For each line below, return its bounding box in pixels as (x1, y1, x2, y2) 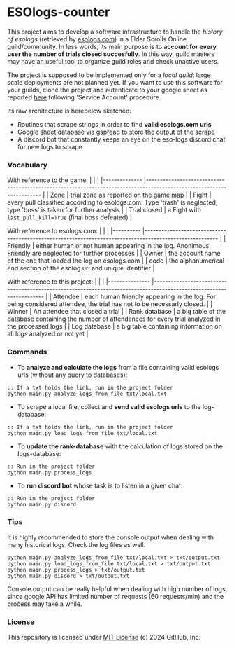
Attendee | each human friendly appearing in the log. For (52, 292, 217, 301)
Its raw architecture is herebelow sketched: (7, 106, 131, 115)
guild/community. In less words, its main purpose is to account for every (7, 42, 217, 50)
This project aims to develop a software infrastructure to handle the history (7, 27, 223, 36)
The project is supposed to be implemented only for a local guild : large (7, 71, 211, 79)
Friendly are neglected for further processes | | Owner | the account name (7, 249, 221, 258)
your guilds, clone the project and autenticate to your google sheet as (7, 85, 207, 94)
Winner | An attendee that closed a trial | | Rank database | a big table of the (7, 308, 226, 316)
